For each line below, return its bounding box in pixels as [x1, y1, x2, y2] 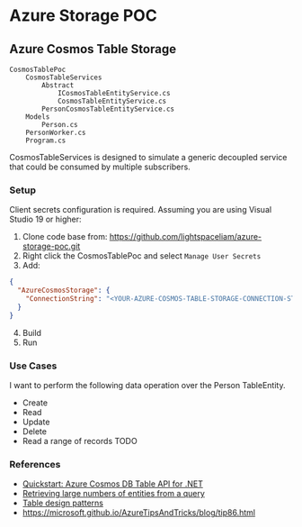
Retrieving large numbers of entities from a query [22, 488, 205, 499]
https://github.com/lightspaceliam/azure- [109, 232, 262, 242]
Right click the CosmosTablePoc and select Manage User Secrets [22, 250, 262, 261]
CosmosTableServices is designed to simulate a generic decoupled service [9, 152, 288, 162]
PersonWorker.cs [25, 128, 87, 137]
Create [22, 397, 48, 408]
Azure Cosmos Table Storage [9, 41, 177, 57]
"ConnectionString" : [25, 295, 102, 304]
